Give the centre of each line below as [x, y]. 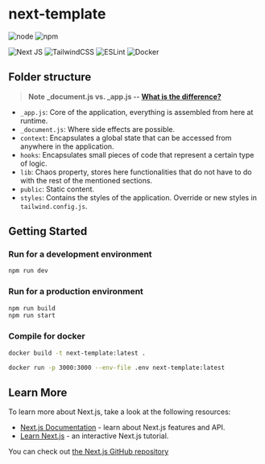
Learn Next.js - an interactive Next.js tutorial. [94, 436]
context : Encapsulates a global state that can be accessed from [126, 138]
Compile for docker [47, 336]
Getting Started [48, 231]
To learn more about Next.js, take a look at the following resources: [120, 412]
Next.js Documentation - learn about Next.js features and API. [122, 428]
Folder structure [50, 77]
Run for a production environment [76, 292]
